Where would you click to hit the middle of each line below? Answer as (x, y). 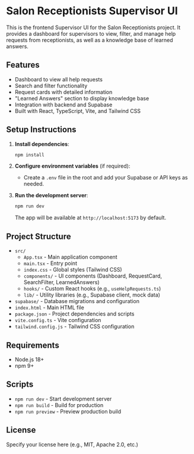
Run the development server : (51, 196)
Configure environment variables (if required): (72, 166)
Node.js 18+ (29, 359)
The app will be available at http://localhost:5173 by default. (90, 217)
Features (23, 65)
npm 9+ (24, 365)
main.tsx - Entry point (50, 263)
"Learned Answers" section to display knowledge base (82, 98)
